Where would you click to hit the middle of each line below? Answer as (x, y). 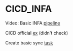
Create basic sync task (29, 43)
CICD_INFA (29, 9)
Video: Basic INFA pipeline (33, 23)
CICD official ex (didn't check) (37, 33)
